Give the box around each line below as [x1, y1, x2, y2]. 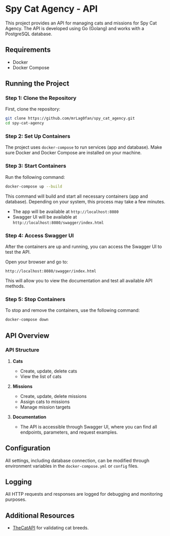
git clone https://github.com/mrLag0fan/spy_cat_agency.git [5, 116, 135, 121]
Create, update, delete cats [20, 368, 78, 374]
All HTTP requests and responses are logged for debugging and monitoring [5, 491, 163, 497]
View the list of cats [20, 373, 62, 380]
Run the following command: [5, 174, 65, 180]
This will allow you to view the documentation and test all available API [5, 277, 153, 283]
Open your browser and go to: [5, 258, 69, 265]
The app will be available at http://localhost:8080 [12, 208, 119, 215]
